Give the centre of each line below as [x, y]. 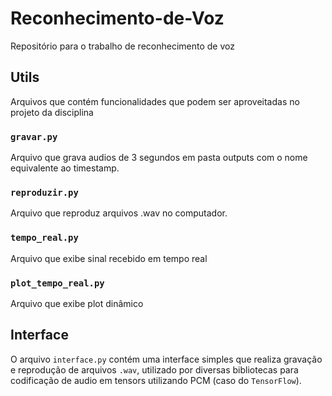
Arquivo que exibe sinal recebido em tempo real [109, 258]
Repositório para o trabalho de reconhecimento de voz [122, 46]
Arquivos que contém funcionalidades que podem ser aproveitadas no [155, 101]
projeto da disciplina [52, 112]
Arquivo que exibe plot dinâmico [77, 303]
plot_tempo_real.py [57, 283]
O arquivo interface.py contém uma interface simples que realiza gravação [166, 359]
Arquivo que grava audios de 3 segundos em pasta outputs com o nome [159, 158]
